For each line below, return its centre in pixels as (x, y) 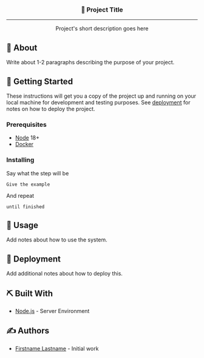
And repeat (20, 195)
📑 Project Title (102, 10)
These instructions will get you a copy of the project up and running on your (101, 96)
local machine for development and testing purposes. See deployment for (98, 102)
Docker (24, 144)
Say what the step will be (38, 173)
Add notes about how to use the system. (57, 240)
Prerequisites (26, 124)
